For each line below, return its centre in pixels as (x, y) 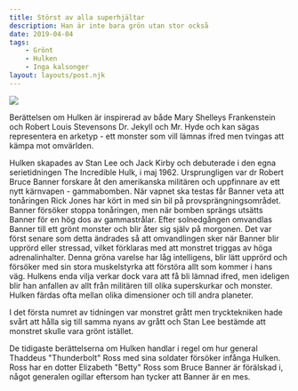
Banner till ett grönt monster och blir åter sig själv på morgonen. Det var (141, 228)
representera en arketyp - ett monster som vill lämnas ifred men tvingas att (147, 136)
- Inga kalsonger (57, 68)
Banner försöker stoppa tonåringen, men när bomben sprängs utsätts (137, 210)
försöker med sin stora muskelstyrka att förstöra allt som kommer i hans (141, 267)
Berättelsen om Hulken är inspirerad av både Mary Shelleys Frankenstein (142, 117)
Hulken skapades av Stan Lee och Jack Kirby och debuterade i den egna (143, 163)
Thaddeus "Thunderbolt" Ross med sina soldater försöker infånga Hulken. (145, 357)
